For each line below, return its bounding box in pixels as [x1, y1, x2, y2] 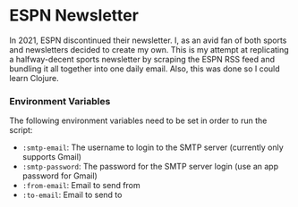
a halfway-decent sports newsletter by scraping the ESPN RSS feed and [9, 54, 276, 64]
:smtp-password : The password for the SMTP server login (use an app [21, 161, 279, 172]
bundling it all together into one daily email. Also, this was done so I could [9, 63, 280, 74]
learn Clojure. [9, 72, 60, 83]
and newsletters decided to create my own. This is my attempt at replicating [9, 44, 289, 54]
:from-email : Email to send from [21, 180, 140, 191]
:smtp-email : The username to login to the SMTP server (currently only [21, 142, 284, 153]
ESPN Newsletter [9, 5, 139, 26]
